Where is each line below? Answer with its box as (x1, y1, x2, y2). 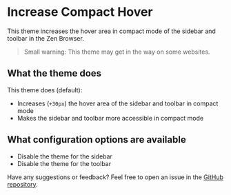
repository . (7, 180, 38, 188)
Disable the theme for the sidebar (17, 152, 112, 161)
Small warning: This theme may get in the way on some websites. (23, 48, 210, 56)
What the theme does (7, 68, 102, 79)
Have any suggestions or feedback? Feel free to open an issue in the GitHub (7, 173, 224, 181)
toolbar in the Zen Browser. (7, 34, 84, 42)
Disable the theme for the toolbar (17, 159, 112, 167)
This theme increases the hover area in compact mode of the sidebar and (7, 27, 216, 35)
